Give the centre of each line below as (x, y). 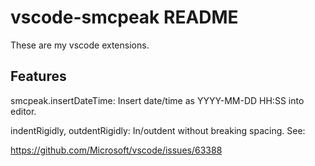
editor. (23, 111)
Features (38, 76)
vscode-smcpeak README (124, 17)
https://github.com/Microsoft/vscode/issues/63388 (116, 150)
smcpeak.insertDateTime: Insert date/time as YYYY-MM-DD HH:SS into (157, 100)
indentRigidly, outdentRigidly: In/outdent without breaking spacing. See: (158, 130)
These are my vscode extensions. (80, 45)
